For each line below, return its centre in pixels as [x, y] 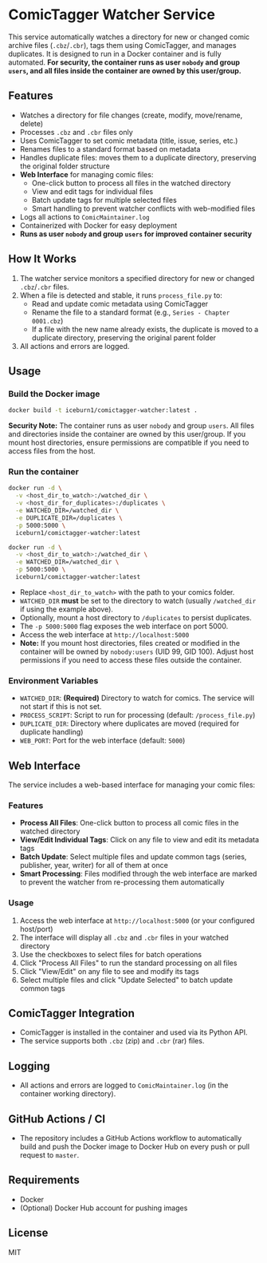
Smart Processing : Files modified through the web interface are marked [138, 874]
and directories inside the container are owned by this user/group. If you [127, 434]
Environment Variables [53, 680]
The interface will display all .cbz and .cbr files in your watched [124, 937]
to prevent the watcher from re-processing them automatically [122, 882]
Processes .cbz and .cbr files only [76, 132]
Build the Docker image [54, 394]
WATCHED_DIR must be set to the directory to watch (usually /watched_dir [138, 600]
